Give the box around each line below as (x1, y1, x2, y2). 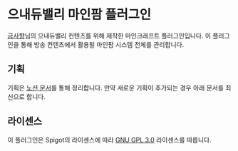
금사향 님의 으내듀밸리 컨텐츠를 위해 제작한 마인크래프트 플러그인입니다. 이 (7, 31, 212, 40)
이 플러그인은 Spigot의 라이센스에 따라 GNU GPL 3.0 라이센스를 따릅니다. (7, 135, 212, 144)
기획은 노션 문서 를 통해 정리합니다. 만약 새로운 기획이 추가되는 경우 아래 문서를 (7, 83, 224, 92)
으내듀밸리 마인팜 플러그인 (7, 6, 152, 23)
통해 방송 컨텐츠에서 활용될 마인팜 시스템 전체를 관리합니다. (20, 40, 185, 48)
